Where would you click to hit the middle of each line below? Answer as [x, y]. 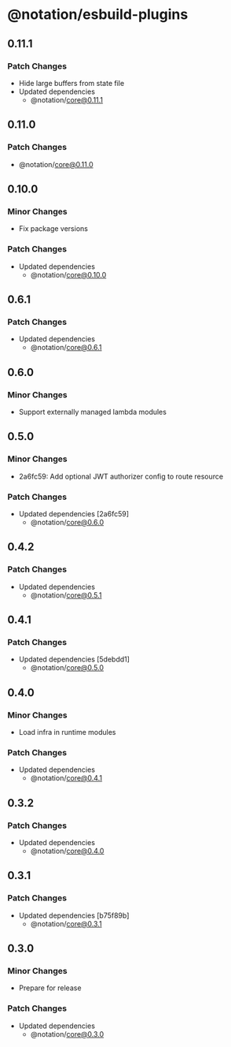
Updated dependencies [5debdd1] [74, 659]
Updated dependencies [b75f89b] [74, 915]
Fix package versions [53, 229]
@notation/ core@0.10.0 [68, 274]
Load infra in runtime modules [67, 732]
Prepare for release [50, 988]
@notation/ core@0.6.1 [66, 348]
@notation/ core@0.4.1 [66, 778]
